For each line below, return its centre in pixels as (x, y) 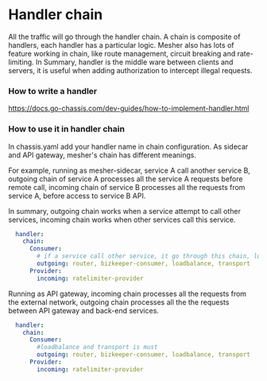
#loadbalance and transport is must (97, 348)
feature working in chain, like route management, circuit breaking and (122, 53)
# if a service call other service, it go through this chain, (143, 256)
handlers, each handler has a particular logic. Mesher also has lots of (121, 45)
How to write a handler (53, 91)
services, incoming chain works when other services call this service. (122, 220)
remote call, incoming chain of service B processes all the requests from (127, 187)
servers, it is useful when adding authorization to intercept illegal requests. (130, 70)
